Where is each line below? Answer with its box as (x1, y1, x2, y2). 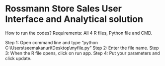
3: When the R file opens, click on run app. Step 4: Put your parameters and (5, 50, 160, 56)
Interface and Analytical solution (5, 13, 143, 25)
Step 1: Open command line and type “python (5, 39, 98, 45)
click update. (5, 55, 32, 61)
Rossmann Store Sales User (5, 3, 122, 14)
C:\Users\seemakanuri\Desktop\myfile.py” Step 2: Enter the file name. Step (5, 45, 159, 51)
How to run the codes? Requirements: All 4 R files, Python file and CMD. (5, 30, 153, 36)
